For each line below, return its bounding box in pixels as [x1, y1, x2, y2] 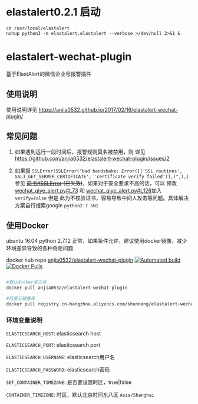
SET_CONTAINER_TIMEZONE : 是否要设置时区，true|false [6, 379, 132, 386]
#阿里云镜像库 [6, 296, 35, 302]
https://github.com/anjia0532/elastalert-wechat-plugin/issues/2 [14, 155, 170, 162]
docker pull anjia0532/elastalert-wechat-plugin [6, 285, 128, 291]
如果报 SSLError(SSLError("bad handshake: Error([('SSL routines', [14, 167, 183, 174]
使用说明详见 [6, 106, 37, 113]
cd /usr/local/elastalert [6, 25, 70, 31]
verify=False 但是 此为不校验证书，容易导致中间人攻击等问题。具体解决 [14, 194, 189, 201]
